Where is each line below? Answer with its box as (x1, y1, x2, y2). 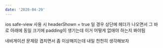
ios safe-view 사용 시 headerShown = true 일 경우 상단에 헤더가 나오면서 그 (5, 21, 153, 27)
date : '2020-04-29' (5, 7, 45, 12)
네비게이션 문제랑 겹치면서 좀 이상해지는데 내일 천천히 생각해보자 (5, 38, 129, 44)
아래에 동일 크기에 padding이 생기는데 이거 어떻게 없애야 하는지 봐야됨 (10, 27, 146, 33)
